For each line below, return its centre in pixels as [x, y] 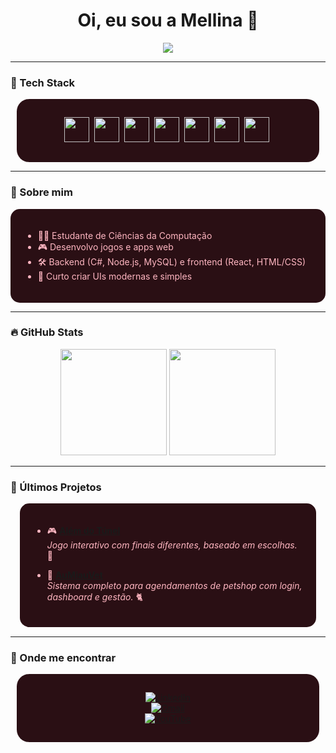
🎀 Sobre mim [41, 192]
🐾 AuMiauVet [74, 575]
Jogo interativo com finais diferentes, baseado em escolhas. [172, 545]
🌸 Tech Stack [43, 82]
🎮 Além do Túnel [83, 531]
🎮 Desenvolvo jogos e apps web [105, 246]
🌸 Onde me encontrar [63, 658]
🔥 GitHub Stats [47, 332]
